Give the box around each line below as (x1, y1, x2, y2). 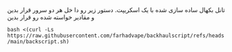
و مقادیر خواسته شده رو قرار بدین (7, 13, 95, 21)
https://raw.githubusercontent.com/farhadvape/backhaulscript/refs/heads (7, 32, 225, 39)
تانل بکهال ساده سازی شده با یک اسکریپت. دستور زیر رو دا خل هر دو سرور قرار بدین (7, 6, 225, 14)
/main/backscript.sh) (7, 38, 70, 45)
